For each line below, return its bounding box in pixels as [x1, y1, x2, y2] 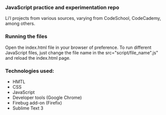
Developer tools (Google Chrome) [12, 94, 82, 101]
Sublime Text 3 [12, 105, 43, 111]
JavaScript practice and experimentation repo [5, 4, 119, 11]
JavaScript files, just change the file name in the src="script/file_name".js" [5, 49, 158, 56]
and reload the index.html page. [5, 55, 71, 61]
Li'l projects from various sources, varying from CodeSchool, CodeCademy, [5, 15, 161, 21]
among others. [5, 20, 35, 26]
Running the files [5, 33, 47, 40]
